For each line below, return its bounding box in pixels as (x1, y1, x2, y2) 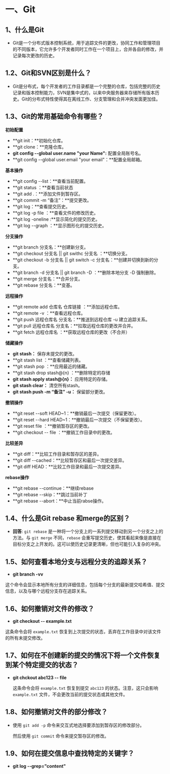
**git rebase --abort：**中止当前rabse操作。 (12, 497, 106, 504)
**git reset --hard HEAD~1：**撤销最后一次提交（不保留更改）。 (12, 416, 145, 423)
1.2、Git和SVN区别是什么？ (5, 69, 92, 78)
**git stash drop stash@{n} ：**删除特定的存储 (12, 369, 110, 376)
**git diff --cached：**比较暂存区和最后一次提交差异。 (12, 457, 127, 463)
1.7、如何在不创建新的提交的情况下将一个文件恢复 (5, 651, 160, 660)
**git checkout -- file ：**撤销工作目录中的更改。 (12, 429, 115, 435)
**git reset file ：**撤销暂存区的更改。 (12, 423, 92, 429)
